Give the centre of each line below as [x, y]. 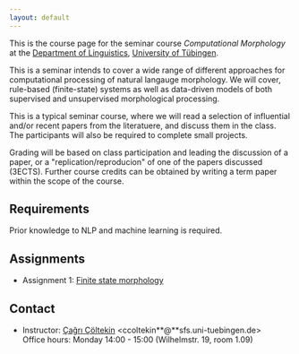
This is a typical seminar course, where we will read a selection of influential [150, 116]
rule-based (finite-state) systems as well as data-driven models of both [141, 89]
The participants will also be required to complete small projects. [128, 134]
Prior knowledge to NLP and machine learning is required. [116, 230]
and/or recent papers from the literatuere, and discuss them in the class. [143, 125]
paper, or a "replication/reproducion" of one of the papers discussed [136, 161]
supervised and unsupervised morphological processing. [115, 99]
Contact [32, 309]
